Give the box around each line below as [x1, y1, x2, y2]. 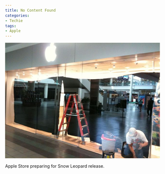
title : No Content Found [5, 8, 56, 13]
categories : [5, 13, 29, 18]
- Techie [5, 18, 23, 23]
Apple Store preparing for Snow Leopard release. [5, 163, 105, 169]
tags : [5, 23, 16, 28]
